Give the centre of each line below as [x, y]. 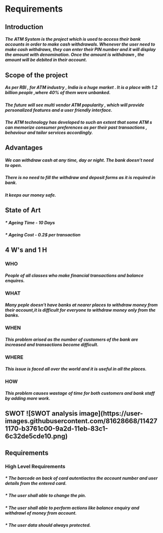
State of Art [23, 210]
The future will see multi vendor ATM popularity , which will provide [75, 105]
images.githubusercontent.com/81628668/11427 [81, 421]
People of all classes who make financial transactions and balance [74, 275]
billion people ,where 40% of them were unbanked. [58, 93]
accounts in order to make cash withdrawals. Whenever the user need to [80, 44]
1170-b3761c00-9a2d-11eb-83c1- [57, 429]
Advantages [24, 148]
